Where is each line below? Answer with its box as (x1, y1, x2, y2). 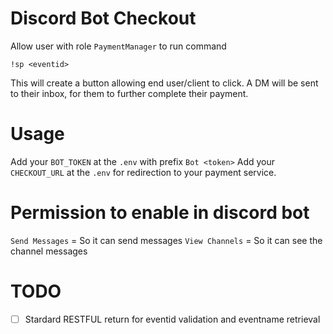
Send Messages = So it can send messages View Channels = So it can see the (10, 234, 323, 246)
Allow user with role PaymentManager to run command (10, 40, 227, 52)
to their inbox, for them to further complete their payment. (10, 87, 249, 99)
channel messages (10, 245, 88, 257)
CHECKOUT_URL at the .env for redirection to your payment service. (10, 166, 277, 178)
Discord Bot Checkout (10, 7, 197, 30)
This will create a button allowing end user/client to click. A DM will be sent (10, 77, 319, 89)
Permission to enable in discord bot (10, 202, 310, 224)
